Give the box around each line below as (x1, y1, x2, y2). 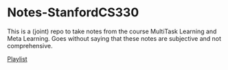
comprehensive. (7, 41, 53, 50)
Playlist (7, 54, 27, 63)
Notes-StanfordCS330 (7, 5, 139, 20)
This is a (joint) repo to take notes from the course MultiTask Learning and (7, 27, 217, 35)
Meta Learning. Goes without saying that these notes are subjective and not (7, 34, 222, 42)
